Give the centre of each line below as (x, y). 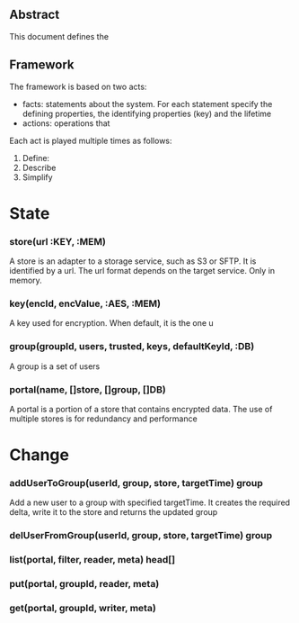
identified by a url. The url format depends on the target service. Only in (142, 271)
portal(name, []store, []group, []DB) (88, 389)
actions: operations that (66, 123)
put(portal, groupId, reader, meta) (84, 584)
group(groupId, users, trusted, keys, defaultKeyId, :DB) (132, 347)
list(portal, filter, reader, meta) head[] (92, 560)
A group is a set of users (55, 366)
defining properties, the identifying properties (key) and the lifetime (147, 113)
